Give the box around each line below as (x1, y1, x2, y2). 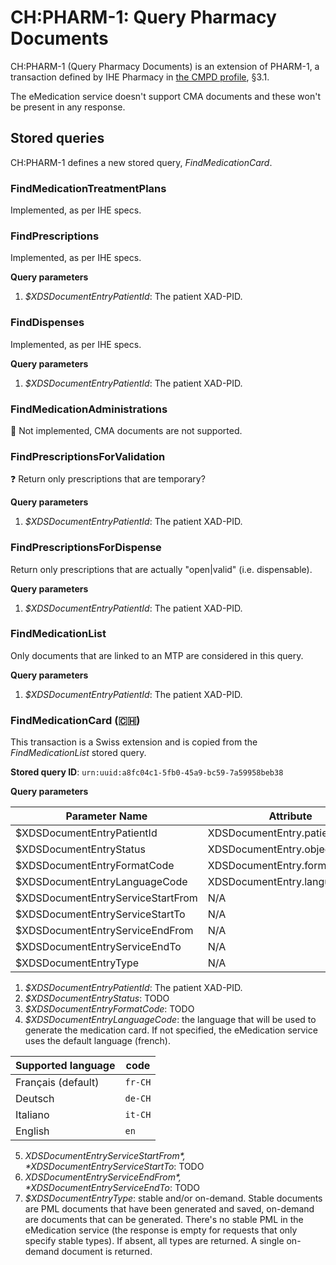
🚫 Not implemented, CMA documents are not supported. (10, 424, 243, 436)
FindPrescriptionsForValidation (10, 449, 166, 463)
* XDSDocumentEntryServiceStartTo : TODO (24, 1161, 205, 1173)
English (15, 1124, 50, 1138)
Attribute (268, 809, 313, 823)
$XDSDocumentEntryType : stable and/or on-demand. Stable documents (24, 1192, 323, 1205)
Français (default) (15, 1076, 100, 1090)
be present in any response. (10, 101, 126, 113)
